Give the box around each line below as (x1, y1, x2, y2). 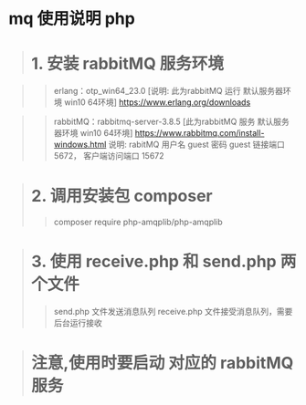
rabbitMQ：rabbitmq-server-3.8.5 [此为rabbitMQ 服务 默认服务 (53, 116, 290, 128)
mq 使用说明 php (8, 8, 136, 29)
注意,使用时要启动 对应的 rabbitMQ (30, 353, 294, 374)
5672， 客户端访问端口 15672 (53, 151, 165, 161)
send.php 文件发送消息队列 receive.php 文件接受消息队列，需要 (53, 306, 293, 317)
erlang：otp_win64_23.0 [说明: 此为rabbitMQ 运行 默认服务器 (53, 86, 284, 97)
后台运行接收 (53, 317, 102, 328)
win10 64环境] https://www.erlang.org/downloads (64, 97, 251, 108)
